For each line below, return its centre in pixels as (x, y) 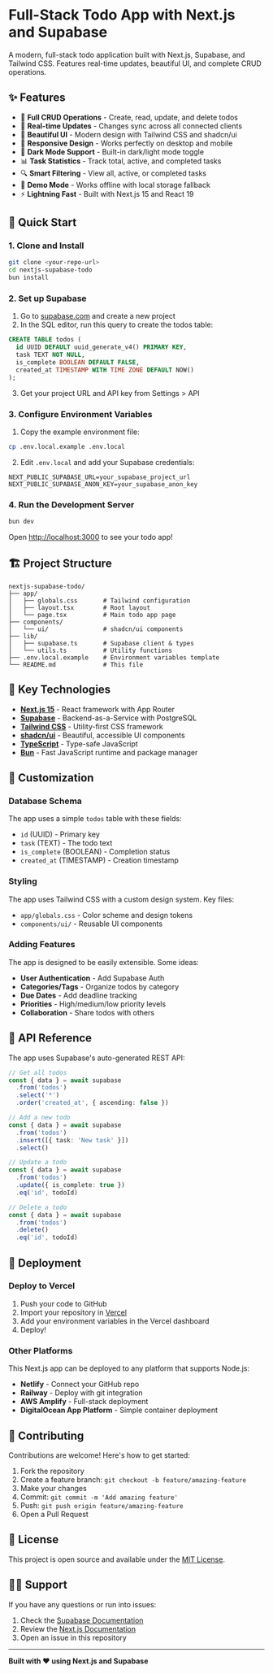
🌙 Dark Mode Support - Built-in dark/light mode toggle (112, 151)
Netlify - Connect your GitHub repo (80, 1385)
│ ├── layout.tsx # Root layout (80, 607)
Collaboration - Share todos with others (87, 1012)
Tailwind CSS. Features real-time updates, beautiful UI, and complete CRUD (135, 63)
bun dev (22, 522)
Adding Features (42, 945)
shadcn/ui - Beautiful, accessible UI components (102, 735)
